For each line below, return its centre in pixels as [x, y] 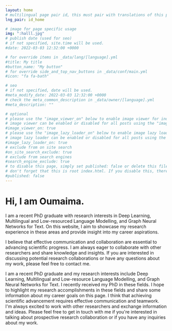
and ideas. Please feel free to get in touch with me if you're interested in [81, 311]
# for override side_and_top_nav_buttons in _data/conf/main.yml [76, 72]
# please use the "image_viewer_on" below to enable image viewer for [82, 119]
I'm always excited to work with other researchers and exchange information [86, 306]
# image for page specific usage [41, 29]
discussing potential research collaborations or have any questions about [82, 258]
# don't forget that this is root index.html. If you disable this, [80, 171]
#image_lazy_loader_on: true [36, 142]
